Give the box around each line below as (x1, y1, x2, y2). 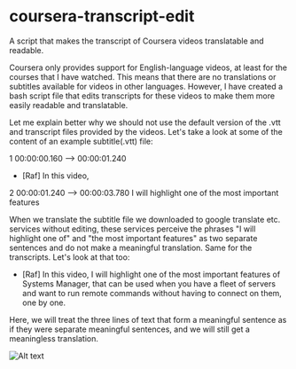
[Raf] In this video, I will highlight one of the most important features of (21, 269, 281, 279)
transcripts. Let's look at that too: (9, 251, 130, 263)
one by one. (21, 297, 66, 308)
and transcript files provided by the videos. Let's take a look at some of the (9, 126, 284, 137)
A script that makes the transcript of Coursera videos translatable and (9, 35, 264, 46)
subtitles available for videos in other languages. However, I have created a (9, 81, 284, 91)
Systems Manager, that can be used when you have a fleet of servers (21, 278, 277, 289)
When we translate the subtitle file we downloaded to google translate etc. (9, 214, 281, 224)
